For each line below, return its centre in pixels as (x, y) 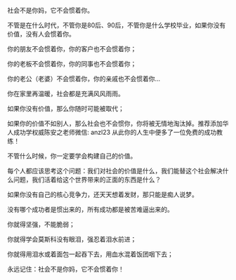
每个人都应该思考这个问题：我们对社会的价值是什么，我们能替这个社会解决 (115, 171)
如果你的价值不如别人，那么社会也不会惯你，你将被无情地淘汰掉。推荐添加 (115, 124)
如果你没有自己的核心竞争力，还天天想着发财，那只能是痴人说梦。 (103, 194)
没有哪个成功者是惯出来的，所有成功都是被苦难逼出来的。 (90, 209)
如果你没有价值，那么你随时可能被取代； (66, 108)
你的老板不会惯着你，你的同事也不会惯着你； (72, 64)
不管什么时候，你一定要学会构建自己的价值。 (72, 156)
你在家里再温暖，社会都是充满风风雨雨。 (66, 94)
